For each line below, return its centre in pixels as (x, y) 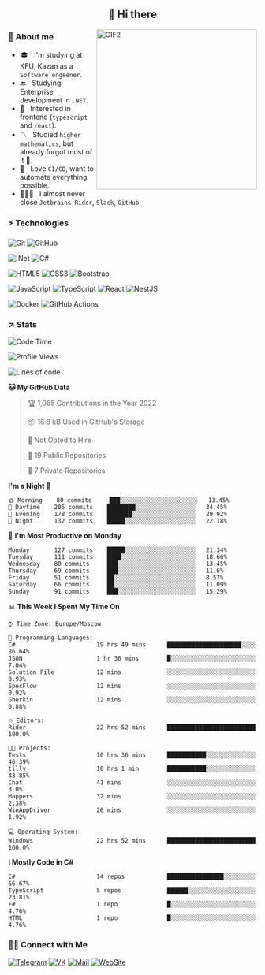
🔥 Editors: (26, 721)
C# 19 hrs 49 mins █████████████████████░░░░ (132, 645)
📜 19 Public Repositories (67, 456)
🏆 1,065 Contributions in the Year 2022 (92, 404)
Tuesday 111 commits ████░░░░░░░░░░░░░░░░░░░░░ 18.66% (118, 557)
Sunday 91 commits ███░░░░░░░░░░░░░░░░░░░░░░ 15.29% (118, 592)
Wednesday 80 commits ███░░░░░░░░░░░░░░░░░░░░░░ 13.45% (118, 564)
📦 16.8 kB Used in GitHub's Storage (86, 422)
